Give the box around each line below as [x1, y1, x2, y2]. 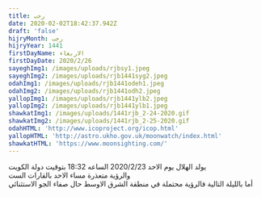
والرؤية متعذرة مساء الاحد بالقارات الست [8, 170, 131, 180]
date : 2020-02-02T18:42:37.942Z [8, 19, 117, 27]
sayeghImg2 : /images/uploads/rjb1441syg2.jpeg [8, 72, 168, 80]
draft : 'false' [8, 27, 60, 35]
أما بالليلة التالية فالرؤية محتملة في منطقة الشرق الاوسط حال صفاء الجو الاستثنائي [8, 178, 253, 188]
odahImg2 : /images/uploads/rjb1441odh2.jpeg [8, 86, 161, 95]
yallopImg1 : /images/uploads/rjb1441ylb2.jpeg [8, 94, 168, 103]
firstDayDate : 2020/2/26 [8, 57, 92, 65]
